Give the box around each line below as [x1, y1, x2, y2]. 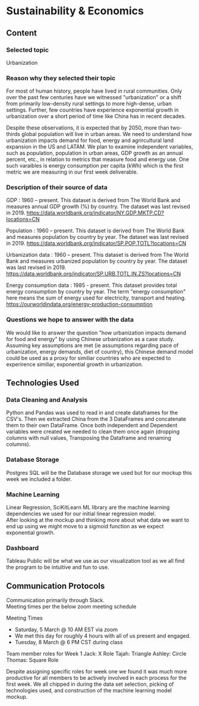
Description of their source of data [6, 183, 108, 191]
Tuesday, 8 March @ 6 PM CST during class [14, 639, 123, 646]
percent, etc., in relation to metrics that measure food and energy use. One [6, 156, 189, 163]
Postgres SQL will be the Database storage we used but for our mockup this [6, 469, 192, 476]
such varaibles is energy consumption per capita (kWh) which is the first [6, 162, 184, 169]
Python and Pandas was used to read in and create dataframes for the [6, 409, 178, 417]
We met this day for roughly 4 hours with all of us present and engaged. [14, 632, 191, 639]
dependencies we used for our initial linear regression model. [6, 510, 156, 518]
